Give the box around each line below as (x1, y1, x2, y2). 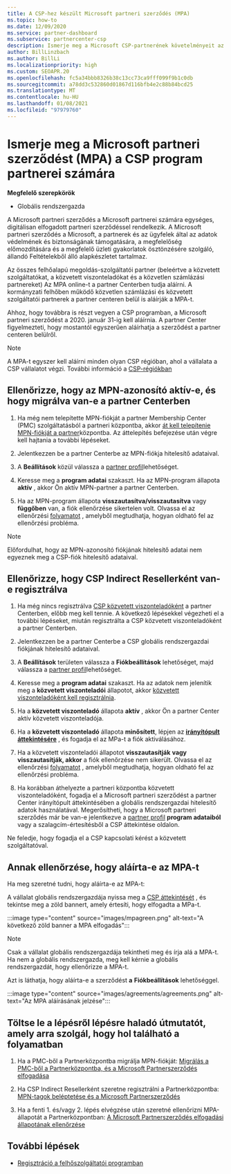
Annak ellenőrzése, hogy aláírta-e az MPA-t (7, 861, 199, 873)
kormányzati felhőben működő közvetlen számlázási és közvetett (7, 288, 193, 296)
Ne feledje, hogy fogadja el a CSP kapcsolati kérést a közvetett (7, 834, 187, 842)
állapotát (17, 1112, 43, 1121)
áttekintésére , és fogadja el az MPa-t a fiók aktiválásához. (17, 735, 186, 743)
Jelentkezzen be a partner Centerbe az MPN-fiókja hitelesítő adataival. (17, 449, 220, 457)
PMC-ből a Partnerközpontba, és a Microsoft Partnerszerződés (17, 1064, 198, 1072)
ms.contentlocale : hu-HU (7, 94, 79, 101)
